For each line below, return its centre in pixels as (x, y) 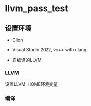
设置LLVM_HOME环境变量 (32, 84)
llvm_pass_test (37, 9)
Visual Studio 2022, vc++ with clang (49, 50)
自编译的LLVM (27, 60)
